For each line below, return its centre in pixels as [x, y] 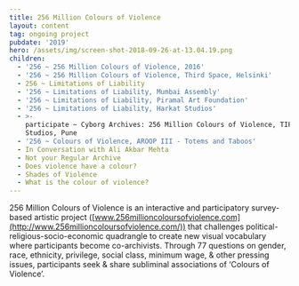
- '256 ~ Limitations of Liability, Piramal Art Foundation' [133, 100]
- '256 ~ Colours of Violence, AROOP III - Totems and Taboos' [137, 141]
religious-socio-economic [57, 236]
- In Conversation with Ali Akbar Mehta [93, 149]
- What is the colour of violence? [83, 183]
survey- [266, 208]
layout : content [39, 26]
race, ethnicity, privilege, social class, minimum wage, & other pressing [139, 255]
